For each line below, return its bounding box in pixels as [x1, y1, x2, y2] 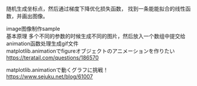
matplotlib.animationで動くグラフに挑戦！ [6, 66, 109, 73]
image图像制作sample [6, 26, 60, 32]
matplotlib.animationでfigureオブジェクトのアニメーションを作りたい [6, 47, 175, 55]
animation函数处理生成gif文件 [6, 40, 79, 47]
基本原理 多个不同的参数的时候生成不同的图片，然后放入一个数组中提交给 [6, 33, 186, 40]
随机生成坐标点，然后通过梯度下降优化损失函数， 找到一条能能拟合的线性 [6, 5, 186, 12]
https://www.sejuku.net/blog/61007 [6, 73, 93, 80]
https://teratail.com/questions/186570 [6, 54, 99, 61]
